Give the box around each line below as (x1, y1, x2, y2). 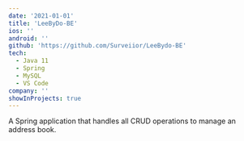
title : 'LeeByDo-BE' (8, 19, 79, 27)
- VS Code (15, 79, 49, 87)
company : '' (8, 86, 49, 95)
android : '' (8, 34, 49, 43)
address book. (8, 125, 57, 135)
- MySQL (15, 72, 42, 80)
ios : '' (8, 27, 35, 35)
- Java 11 (15, 57, 49, 65)
